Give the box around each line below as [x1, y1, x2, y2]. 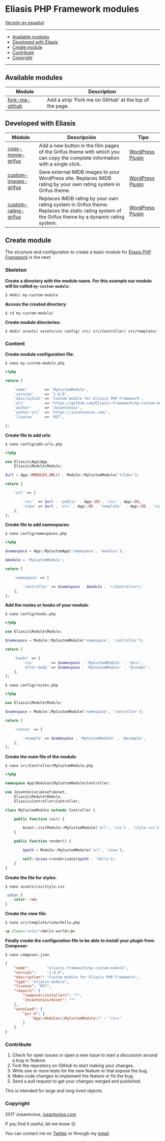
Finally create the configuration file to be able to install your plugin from [5, 938, 155, 944]
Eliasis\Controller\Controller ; [14, 799, 80, 804]
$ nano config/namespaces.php [5, 531, 67, 536]
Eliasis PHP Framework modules [5, 3, 139, 15]
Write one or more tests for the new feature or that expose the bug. [12, 1068, 148, 1074]
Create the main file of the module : [5, 754, 78, 760]
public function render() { [14, 839, 71, 844]
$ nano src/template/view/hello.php [5, 920, 80, 925]
